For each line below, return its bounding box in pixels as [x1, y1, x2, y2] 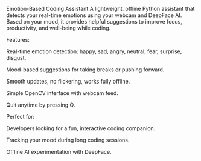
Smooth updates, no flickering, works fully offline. [6, 78, 130, 85]
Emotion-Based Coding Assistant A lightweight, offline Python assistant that [6, 5, 195, 12]
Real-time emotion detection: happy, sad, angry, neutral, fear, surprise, [6, 48, 182, 55]
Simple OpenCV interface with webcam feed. [6, 90, 119, 96]
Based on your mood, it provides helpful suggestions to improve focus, [6, 18, 182, 25]
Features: [6, 36, 30, 43]
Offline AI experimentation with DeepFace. [6, 148, 112, 155]
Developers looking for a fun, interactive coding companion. [6, 125, 156, 132]
